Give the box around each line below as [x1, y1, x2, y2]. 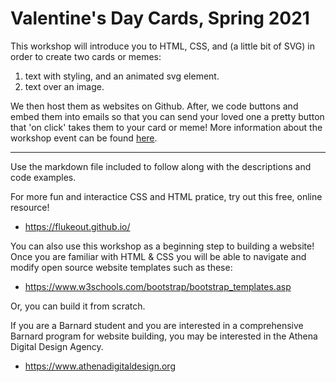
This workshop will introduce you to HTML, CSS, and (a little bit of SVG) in [10, 40, 315, 52]
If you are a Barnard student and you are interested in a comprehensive [10, 319, 304, 331]
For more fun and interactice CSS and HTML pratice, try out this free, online [10, 190, 323, 202]
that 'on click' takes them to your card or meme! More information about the [10, 121, 323, 133]
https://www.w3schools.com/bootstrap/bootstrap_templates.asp [24, 280, 292, 292]
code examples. [10, 171, 77, 183]
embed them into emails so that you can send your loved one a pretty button [10, 110, 325, 122]
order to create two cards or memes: [10, 50, 162, 62]
